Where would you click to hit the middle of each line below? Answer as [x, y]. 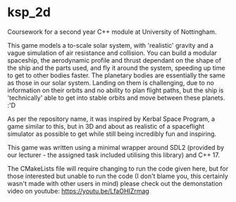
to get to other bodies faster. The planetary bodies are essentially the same [116, 75]
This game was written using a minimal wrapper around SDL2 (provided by [116, 147]
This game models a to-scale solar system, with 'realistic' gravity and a [110, 45]
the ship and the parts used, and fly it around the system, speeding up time [116, 68]
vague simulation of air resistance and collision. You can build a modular [112, 53]
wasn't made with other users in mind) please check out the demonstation [115, 183]
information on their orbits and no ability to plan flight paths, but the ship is [116, 90]
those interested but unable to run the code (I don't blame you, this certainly [118, 176]
